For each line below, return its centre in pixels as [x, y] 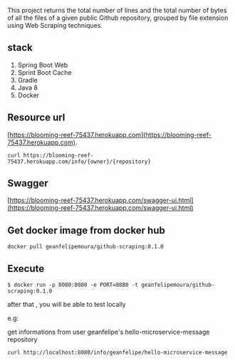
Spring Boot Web [43, 65]
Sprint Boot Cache [45, 72]
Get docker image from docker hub [86, 230]
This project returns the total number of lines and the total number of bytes [117, 10]
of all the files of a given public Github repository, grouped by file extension [118, 18]
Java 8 [27, 88]
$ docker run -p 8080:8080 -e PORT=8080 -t [73, 285]
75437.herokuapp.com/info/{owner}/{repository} [79, 162]
